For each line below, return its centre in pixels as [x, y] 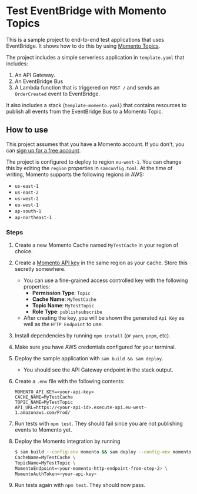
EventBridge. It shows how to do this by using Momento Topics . [83, 46]
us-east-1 [27, 186]
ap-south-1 [28, 211]
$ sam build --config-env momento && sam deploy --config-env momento [103, 452]
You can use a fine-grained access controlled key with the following [106, 280]
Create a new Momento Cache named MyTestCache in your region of [96, 245]
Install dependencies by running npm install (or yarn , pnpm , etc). [92, 336]
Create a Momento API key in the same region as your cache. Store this [101, 263]
